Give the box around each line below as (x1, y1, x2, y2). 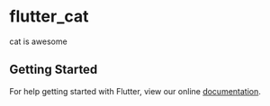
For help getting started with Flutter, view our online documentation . (9, 85, 261, 96)
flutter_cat (9, 6, 89, 27)
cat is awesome (9, 36, 67, 47)
